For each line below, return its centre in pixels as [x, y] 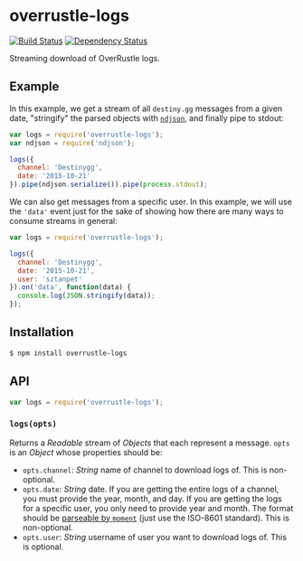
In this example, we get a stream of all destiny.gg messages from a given [146, 108]
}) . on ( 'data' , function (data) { [70, 287]
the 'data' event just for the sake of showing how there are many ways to [147, 211]
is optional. [43, 547]
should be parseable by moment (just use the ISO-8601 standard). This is [156, 518]
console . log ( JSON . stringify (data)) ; [86, 296]
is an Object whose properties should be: [86, 452]
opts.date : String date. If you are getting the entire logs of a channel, [151, 489]
